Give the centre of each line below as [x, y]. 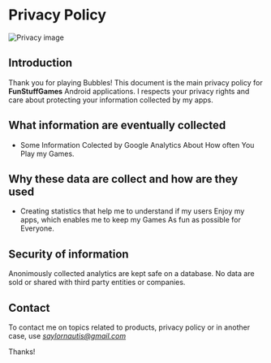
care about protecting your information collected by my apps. [111, 100]
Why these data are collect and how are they [123, 179]
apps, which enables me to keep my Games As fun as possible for [130, 220]
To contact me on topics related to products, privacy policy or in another [129, 327]
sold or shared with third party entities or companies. [97, 283]
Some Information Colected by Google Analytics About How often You [137, 145]
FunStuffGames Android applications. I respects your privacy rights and [129, 91]
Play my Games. [47, 153]
